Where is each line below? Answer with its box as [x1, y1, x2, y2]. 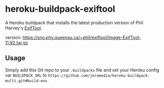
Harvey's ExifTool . [5, 25, 42, 30]
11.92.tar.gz [5, 39, 28, 45]
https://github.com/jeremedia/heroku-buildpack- [47, 73, 150, 78]
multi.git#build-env [5, 78, 48, 83]
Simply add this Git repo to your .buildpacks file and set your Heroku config [5, 67, 160, 73]
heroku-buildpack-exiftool [5, 3, 115, 15]
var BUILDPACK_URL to [5, 72, 47, 78]
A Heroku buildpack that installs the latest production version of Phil [5, 20, 143, 26]
